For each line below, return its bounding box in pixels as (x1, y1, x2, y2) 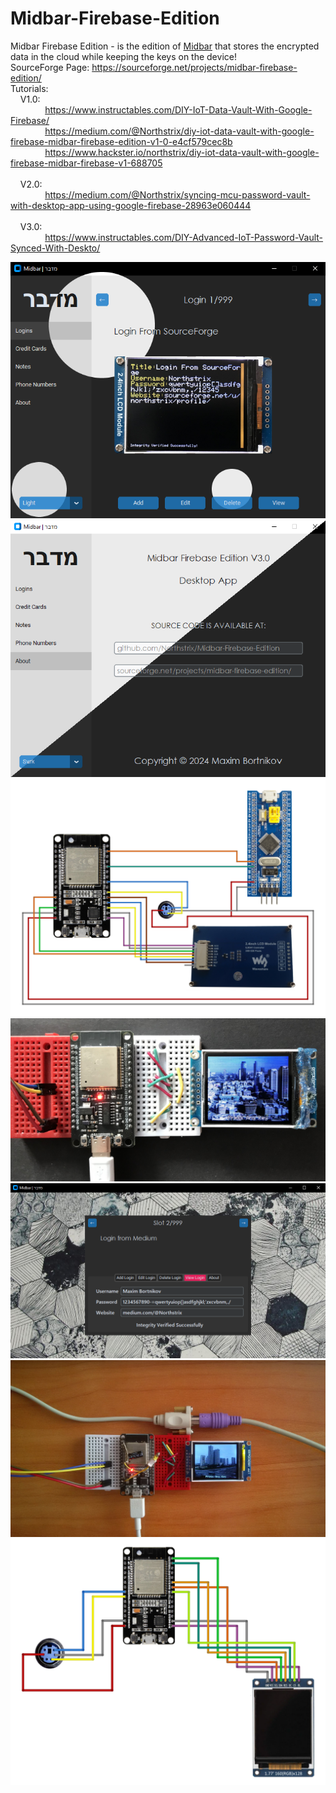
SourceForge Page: (10, 61, 90, 73)
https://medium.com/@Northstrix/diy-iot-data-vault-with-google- (44, 125, 315, 137)
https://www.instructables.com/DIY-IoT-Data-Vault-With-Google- (44, 103, 313, 116)
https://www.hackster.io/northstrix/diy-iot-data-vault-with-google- (44, 146, 320, 158)
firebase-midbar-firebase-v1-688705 (10, 157, 163, 169)
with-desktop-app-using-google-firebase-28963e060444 (10, 199, 252, 211)
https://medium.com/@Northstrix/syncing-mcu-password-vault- (44, 188, 311, 201)
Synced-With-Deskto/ (10, 242, 101, 254)
